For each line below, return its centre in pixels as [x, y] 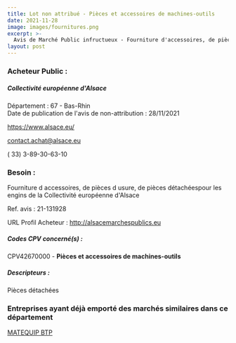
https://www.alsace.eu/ [41, 127]
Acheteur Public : [38, 71]
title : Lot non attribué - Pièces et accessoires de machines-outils [111, 14]
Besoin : [21, 172]
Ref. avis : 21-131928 [37, 209]
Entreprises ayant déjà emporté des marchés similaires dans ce [118, 308]
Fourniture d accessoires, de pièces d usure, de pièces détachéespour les [115, 188]
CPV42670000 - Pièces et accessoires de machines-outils [94, 256]
